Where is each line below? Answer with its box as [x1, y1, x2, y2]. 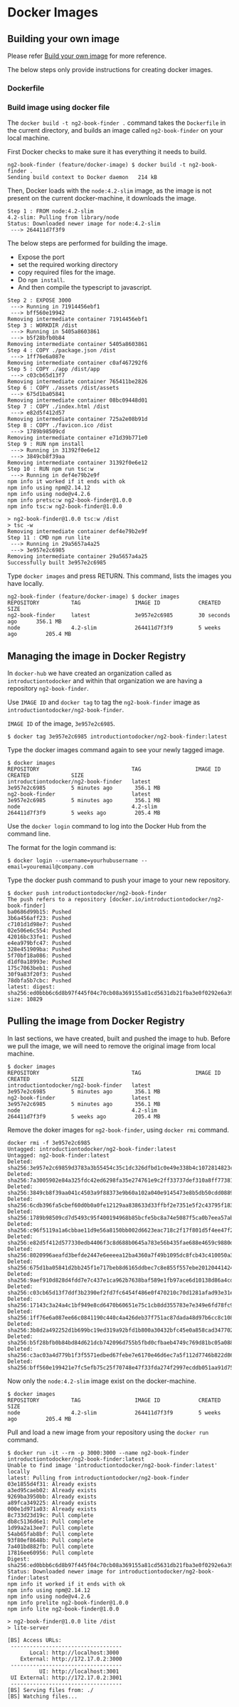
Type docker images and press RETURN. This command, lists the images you [7, 572, 232, 580]
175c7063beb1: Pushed [7, 965, 72, 972]
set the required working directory [17, 260, 119, 269]
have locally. [7, 579, 44, 588]
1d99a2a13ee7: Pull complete [7, 1524, 94, 1531]
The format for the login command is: [7, 844, 117, 852]
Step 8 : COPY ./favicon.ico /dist [7, 422, 113, 429]
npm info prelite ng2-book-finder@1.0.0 [7, 1599, 129, 1606]
